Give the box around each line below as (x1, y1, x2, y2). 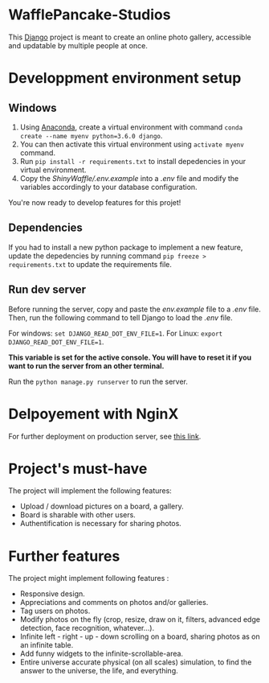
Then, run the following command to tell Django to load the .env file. (8, 312, 233, 323)
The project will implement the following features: (8, 486, 173, 496)
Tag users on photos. (19, 606, 91, 616)
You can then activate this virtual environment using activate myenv (19, 139, 245, 149)
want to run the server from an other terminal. (8, 360, 165, 371)
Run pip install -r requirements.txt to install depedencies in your (19, 156, 247, 166)
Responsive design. (19, 589, 86, 599)
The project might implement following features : (8, 574, 169, 583)
